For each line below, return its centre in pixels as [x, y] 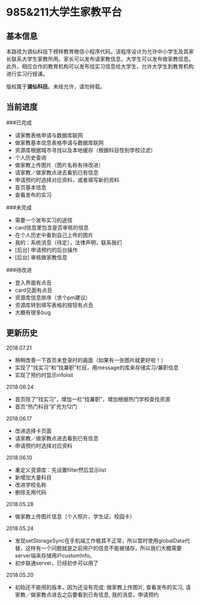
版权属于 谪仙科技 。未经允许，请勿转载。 [56, 86]
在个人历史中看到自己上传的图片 [54, 235]
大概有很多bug [33, 312]
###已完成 [19, 122]
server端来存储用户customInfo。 [55, 555]
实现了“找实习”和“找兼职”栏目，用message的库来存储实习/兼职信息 [97, 368]
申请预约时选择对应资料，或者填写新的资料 [67, 180]
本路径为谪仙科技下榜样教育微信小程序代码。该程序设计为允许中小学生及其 [97, 52]
